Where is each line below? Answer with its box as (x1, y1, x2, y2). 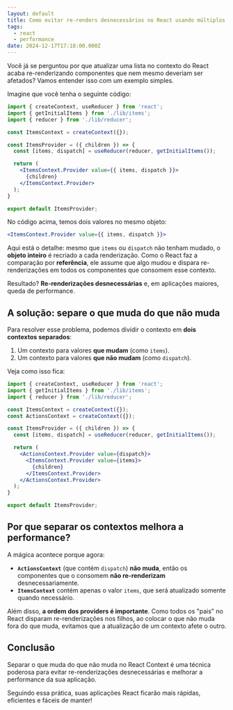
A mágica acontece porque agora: (7, 550, 105, 558)
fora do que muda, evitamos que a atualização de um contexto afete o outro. (7, 622, 227, 630)
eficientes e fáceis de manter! (7, 696, 93, 704)
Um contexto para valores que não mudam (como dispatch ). (17, 354, 192, 362)
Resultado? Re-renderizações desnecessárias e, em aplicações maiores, (7, 280, 219, 288)
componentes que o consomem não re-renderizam (17, 571, 166, 579)
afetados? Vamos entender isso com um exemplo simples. (7, 76, 174, 84)
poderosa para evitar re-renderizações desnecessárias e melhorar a (7, 668, 203, 676)
